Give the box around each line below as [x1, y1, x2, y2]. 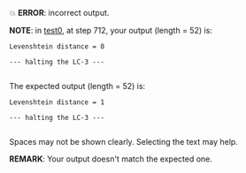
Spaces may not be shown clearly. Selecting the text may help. [9, 137, 239, 147]
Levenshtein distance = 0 [9, 42, 104, 51]
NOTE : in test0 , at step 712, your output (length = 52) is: [9, 26, 212, 35]
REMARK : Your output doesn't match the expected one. [9, 154, 212, 164]
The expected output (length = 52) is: [9, 81, 146, 91]
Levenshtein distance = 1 [9, 98, 104, 107]
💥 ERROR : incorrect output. [9, 8, 110, 18]
